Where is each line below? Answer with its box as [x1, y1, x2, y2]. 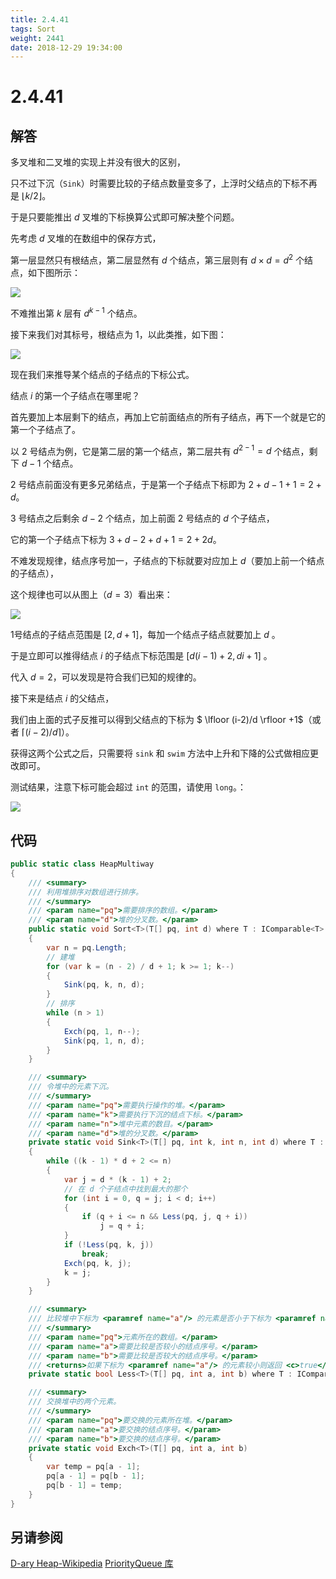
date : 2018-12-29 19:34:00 [10, 42, 123, 53]
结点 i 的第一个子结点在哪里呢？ [10, 389, 141, 401]
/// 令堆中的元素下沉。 [28, 1082, 114, 1092]
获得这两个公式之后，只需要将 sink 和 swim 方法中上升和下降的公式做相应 [10, 747, 311, 760]
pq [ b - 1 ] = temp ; [46, 1481, 123, 1491]
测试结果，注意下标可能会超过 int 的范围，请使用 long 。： [10, 781, 247, 793]
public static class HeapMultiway [10, 859, 155, 870]
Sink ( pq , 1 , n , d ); [63, 1036, 145, 1046]
